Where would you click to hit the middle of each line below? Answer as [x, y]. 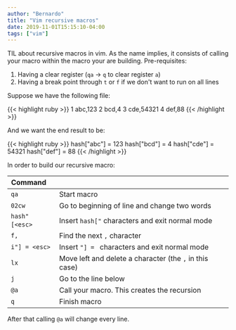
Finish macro [80, 302]
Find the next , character [100, 236]
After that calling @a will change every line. [68, 319]
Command [29, 182]
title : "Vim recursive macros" [53, 20]
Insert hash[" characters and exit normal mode [136, 221]
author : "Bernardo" [36, 14]
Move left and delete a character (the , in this [133, 259]
